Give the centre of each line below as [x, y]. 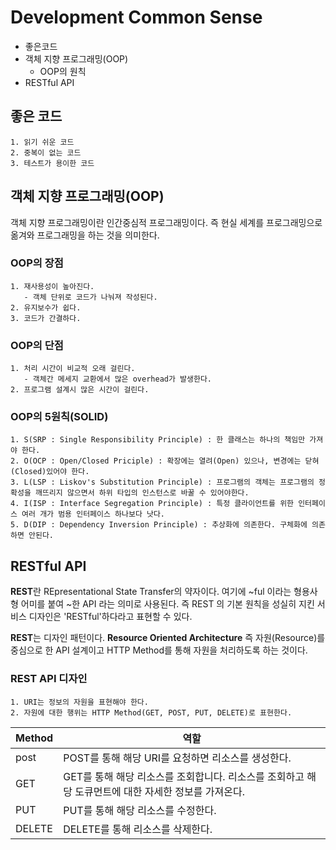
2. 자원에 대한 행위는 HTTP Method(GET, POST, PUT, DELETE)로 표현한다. [151, 712]
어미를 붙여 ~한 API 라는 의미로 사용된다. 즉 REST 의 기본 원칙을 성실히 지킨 [167, 604]
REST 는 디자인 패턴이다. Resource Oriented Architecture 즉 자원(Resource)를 [168, 638]
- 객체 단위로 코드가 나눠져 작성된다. [90, 297]
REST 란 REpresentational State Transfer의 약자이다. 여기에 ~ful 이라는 [151, 592]
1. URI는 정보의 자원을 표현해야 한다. [79, 702]
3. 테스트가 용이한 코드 [52, 163]
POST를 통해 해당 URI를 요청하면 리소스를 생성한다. [177, 758]
